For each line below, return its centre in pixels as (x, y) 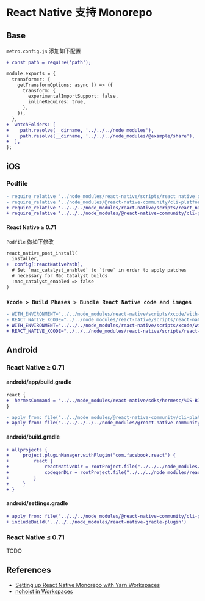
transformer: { (31, 79)
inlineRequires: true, (57, 102)
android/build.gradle (33, 437)
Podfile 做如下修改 (30, 241)
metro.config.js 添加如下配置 (44, 51)
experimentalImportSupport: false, (74, 96)
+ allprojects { (27, 450)
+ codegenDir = (42, 473)
